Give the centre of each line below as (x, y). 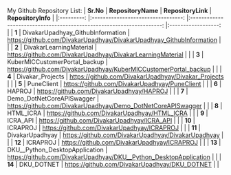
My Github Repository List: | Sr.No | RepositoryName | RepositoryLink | (109, 11)
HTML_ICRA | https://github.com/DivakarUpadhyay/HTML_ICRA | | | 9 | (108, 113)
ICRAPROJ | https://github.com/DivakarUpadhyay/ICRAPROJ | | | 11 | (104, 128)
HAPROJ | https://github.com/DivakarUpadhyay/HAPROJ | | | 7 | (98, 91)
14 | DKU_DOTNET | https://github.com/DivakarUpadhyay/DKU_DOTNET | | (113, 164)
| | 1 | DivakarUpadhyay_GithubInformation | (69, 32)
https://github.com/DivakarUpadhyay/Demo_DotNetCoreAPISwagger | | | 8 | (115, 106)
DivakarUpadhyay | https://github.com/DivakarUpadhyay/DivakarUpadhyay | (115, 135)
